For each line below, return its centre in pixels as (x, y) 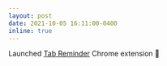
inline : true (30, 31)
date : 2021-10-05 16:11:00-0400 (63, 23)
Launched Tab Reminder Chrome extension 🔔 (84, 54)
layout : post (30, 16)
